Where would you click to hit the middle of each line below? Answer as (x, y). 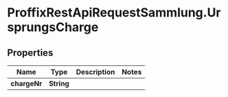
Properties (30, 53)
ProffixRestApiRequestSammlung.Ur (114, 13)
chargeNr (26, 84)
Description (95, 72)
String (59, 84)
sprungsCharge (53, 27)
